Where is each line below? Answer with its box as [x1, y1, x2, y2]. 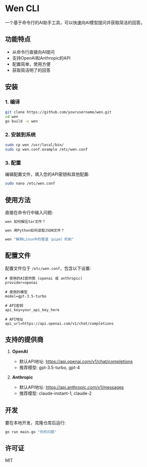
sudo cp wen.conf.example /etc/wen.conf [5, 147, 88, 152]
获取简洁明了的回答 [12, 67, 51, 73]
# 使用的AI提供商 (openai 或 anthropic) [5, 276, 83, 281]
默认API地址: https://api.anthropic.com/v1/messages [19, 384, 124, 390]
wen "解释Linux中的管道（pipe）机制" [5, 236, 74, 242]
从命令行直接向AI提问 [12, 49, 55, 55]
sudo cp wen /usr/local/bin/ [5, 143, 64, 148]
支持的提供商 [5, 335, 44, 344]
